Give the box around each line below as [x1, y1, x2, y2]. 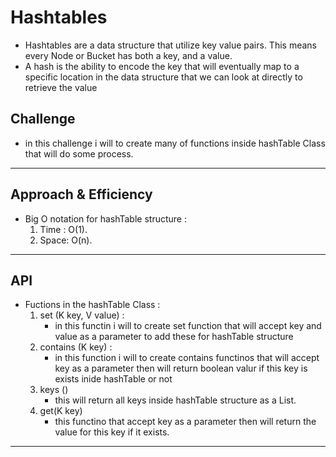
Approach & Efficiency [10, 186, 153, 203]
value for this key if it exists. [54, 426, 170, 438]
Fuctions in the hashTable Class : [24, 299, 161, 311]
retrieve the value [24, 81, 98, 93]
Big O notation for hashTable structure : [24, 212, 187, 225]
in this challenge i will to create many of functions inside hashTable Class [24, 137, 326, 149]
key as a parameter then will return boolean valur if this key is [54, 362, 308, 375]
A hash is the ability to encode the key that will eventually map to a [24, 60, 300, 72]
